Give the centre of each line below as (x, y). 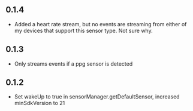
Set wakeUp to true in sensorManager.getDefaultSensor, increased (97, 97)
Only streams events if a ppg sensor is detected (73, 64)
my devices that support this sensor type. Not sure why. (84, 30)
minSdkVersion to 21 (40, 103)
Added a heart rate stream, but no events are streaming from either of (100, 24)
